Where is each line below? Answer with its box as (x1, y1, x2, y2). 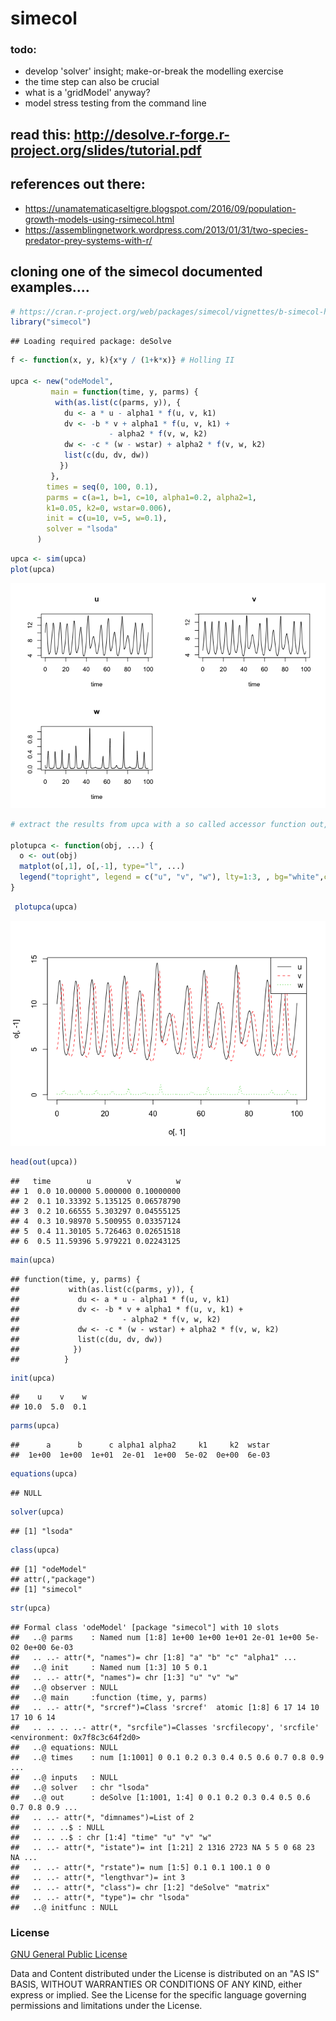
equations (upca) (10, 1469, 78, 1479)
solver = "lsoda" (46, 524, 118, 534)
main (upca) (10, 1255, 56, 1265)
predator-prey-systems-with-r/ (24, 234, 153, 246)
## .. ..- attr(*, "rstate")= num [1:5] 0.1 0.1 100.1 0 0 (10, 1862, 271, 1872)
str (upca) (10, 1603, 52, 1613)
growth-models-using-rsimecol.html (24, 213, 175, 225)
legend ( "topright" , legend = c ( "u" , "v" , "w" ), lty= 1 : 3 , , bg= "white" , (19, 872, 325, 882)
